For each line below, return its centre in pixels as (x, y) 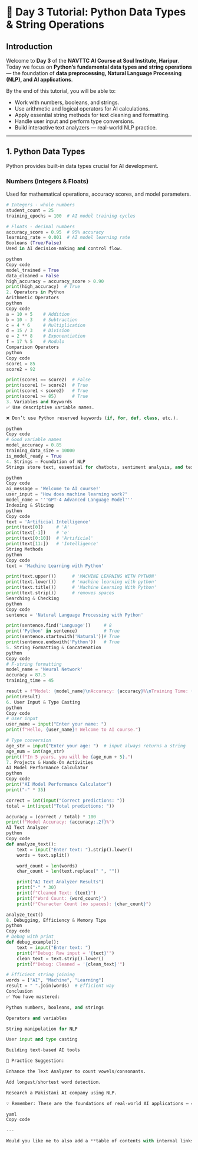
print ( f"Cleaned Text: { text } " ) (56, 893)
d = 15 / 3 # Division (38, 331)
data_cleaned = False (33, 276)
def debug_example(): (33, 942)
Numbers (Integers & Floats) (47, 181)
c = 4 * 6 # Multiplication (46, 325)
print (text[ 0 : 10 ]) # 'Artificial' (50, 538)
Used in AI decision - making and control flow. (64, 249)
